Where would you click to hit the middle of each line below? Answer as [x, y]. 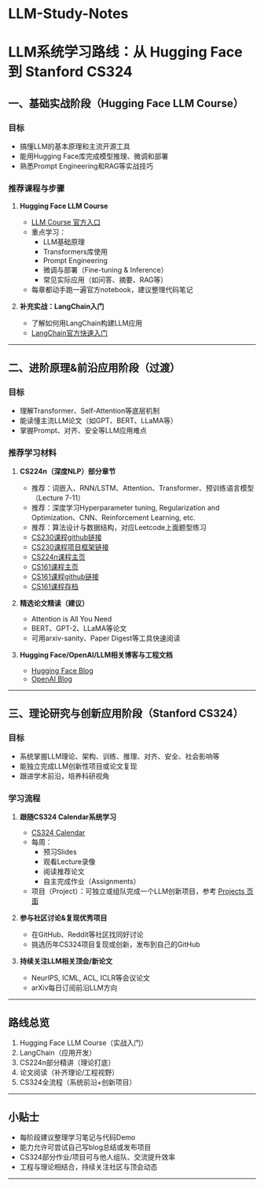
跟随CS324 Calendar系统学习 [68, 817]
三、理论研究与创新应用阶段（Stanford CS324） [126, 713]
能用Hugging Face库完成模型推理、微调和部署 [94, 156]
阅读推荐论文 [64, 872]
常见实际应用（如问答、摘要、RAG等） [105, 280]
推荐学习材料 [33, 452]
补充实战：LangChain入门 [62, 306]
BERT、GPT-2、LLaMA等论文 [79, 629]
